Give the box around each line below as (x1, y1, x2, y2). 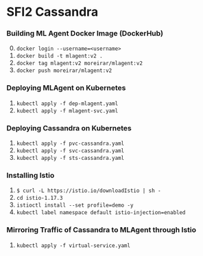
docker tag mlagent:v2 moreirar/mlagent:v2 (16, 60, 143, 67)
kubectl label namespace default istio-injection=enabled (16, 209, 186, 216)
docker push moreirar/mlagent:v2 (16, 67, 112, 74)
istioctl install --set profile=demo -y (16, 202, 134, 209)
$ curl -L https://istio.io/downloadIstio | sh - (16, 187, 162, 194)
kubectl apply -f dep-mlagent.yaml (16, 100, 119, 107)
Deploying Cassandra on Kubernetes (6, 123, 132, 132)
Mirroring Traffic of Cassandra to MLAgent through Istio (6, 225, 197, 235)
